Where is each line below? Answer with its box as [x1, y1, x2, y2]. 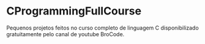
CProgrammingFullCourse [6, 4, 142, 18]
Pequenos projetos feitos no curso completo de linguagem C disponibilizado [6, 24, 199, 31]
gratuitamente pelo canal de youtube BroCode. [6, 30, 125, 37]
